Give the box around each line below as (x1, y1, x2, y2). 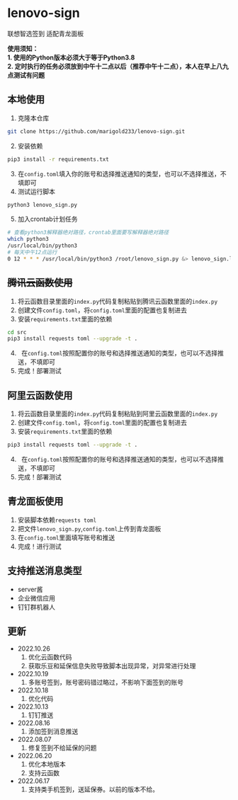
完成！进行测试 (17, 542, 62, 550)
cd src (7, 328, 27, 336)
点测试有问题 (7, 71, 45, 79)
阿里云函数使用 (7, 389, 73, 401)
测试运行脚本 (17, 187, 55, 195)
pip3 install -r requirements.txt (7, 156, 110, 163)
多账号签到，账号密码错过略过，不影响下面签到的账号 (28, 678, 184, 687)
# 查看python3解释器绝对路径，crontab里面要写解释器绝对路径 (7, 229, 169, 236)
